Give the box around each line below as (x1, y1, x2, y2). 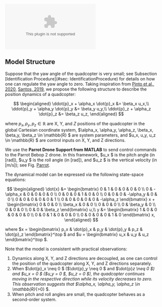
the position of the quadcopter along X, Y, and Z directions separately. (12, 261, 152, 266)
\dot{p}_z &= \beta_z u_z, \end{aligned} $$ (38, 111, 124, 117)
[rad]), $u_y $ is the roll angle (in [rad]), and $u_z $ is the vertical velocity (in (5, 157, 157, 163)
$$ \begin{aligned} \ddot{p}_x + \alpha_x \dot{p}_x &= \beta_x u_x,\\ (13, 101, 149, 107)
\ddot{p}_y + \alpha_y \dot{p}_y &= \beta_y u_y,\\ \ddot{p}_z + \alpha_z (11, 106, 151, 111)
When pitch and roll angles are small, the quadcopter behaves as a (12, 291, 145, 297)
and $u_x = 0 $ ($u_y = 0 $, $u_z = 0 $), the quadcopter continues (12, 271, 145, 276)
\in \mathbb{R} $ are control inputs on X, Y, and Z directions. (5, 137, 126, 143)
